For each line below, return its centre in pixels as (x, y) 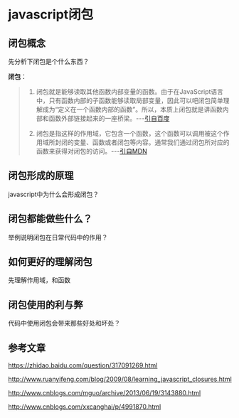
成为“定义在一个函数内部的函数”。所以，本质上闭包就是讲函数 (132, 109)
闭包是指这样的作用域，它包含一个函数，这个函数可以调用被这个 (129, 133)
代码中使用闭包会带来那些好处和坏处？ (64, 323)
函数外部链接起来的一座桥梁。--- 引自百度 (109, 118)
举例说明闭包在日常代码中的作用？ (58, 237)
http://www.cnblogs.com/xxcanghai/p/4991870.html (85, 407)
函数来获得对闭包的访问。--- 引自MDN (92, 151)
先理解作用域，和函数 (39, 280)
